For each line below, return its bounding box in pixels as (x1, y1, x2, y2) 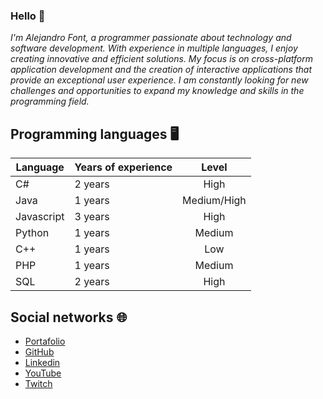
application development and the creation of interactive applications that (10, 64, 313, 76)
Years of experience (74, 160, 173, 174)
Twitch (24, 377, 53, 389)
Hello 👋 (10, 9, 46, 23)
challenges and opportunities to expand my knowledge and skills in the (10, 85, 305, 97)
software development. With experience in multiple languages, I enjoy (10, 42, 298, 54)
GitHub (24, 345, 55, 358)
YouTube (24, 367, 62, 379)
